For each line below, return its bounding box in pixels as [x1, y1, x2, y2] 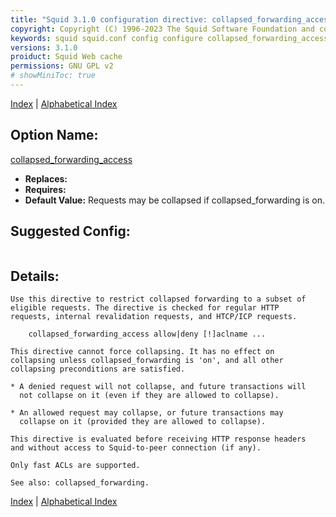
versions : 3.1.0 [10, 42, 78, 53]
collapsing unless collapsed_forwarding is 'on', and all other [10, 356, 284, 366]
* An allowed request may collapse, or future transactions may [10, 408, 284, 418]
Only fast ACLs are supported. [10, 461, 141, 471]
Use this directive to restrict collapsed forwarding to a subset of [10, 294, 307, 305]
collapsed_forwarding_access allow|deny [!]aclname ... [28, 329, 267, 340]
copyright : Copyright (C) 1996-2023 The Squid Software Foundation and [10, 24, 315, 34]
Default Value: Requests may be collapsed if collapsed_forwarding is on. [24, 194, 325, 206]
